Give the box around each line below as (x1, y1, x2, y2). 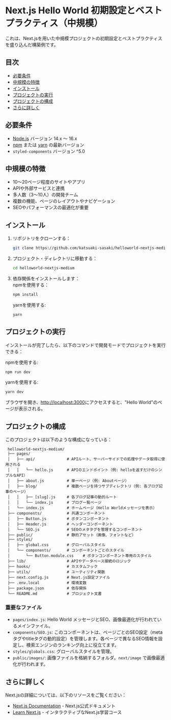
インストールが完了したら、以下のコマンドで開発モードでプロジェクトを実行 (5, 342, 166, 348)
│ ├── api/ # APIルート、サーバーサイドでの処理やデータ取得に (7, 457, 162, 462)
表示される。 (18, 406, 46, 412)
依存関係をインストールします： (12, 275, 80, 281)
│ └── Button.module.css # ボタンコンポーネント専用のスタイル (7, 553, 152, 559)
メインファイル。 (17, 623, 53, 629)
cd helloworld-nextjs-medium (12, 266, 75, 271)
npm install (12, 292, 38, 297)
